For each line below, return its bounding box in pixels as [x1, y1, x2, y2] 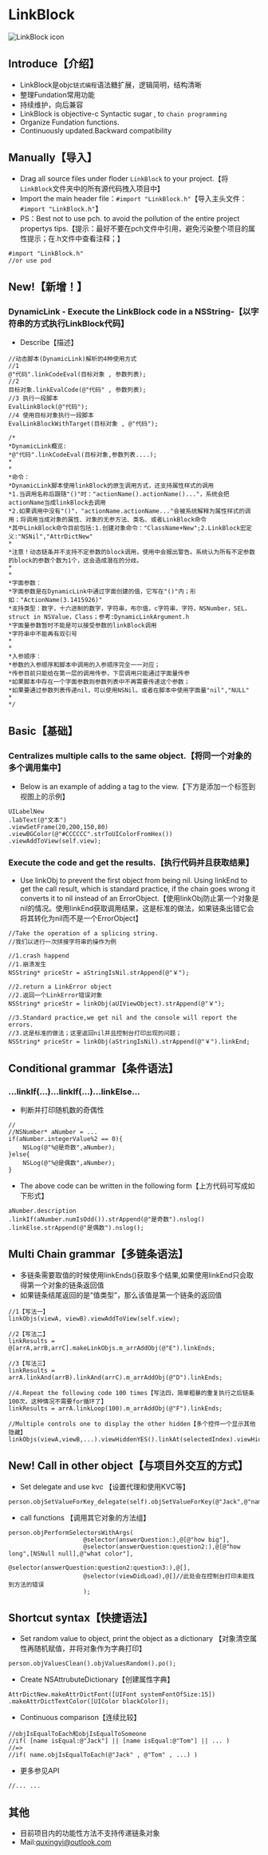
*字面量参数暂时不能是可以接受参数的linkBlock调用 [8, 621, 157, 630]
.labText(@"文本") [8, 816, 67, 824]
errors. [8, 1021, 34, 1029]
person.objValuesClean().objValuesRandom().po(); [8, 1659, 177, 1668]
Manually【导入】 [8, 151, 98, 164]
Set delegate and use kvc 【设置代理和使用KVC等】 [19, 1481, 190, 1491]
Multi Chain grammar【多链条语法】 [8, 1247, 189, 1261]
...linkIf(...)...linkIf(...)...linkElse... [8, 1086, 141, 1097]
